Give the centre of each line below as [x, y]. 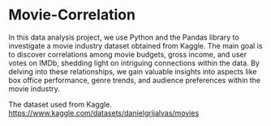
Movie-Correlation [72, 15]
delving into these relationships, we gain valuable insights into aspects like [133, 71]
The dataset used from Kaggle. [60, 104]
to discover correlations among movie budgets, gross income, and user [128, 54]
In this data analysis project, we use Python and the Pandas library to [124, 37]
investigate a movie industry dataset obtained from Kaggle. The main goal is [135, 45]
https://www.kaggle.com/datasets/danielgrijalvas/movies [104, 113]
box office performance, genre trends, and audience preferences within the [135, 80]
